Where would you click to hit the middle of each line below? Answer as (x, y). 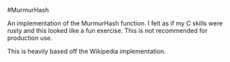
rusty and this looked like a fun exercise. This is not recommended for (107, 31)
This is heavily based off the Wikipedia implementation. (86, 51)
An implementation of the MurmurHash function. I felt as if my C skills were (115, 23)
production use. (30, 38)
